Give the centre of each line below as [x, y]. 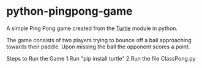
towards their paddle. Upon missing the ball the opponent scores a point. [98, 47]
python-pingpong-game [69, 11]
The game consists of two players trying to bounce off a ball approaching [99, 40]
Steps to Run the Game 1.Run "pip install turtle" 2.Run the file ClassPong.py [101, 58]
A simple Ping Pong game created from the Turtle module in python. [92, 28]
